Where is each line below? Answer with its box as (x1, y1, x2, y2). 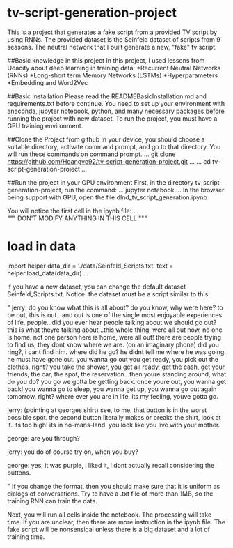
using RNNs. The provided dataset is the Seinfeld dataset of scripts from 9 (7, 35, 220, 43)
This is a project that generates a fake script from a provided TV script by (7, 28, 218, 36)
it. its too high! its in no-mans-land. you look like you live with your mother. (7, 420, 220, 429)
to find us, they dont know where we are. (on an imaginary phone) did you (7, 340, 219, 349)
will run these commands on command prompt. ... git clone (7, 150, 176, 158)
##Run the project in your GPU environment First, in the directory (7, 178, 194, 186)
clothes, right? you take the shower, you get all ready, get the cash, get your (7, 363, 225, 371)
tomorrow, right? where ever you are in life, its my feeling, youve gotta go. (7, 392, 218, 400)
